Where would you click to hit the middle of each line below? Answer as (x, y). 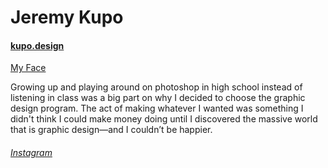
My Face (28, 68)
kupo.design (37, 45)
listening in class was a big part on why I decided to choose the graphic (158, 98)
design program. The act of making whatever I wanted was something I (157, 108)
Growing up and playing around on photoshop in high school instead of (156, 87)
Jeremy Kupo (67, 17)
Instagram (31, 152)
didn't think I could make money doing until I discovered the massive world (164, 119)
